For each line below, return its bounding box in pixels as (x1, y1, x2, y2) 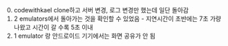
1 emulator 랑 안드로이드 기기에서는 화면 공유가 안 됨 (13, 32, 155, 40)
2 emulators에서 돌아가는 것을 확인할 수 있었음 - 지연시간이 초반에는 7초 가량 (13, 14, 222, 23)
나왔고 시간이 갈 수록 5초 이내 (13, 23, 93, 31)
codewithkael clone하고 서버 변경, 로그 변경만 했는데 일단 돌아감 (13, 6, 189, 14)
